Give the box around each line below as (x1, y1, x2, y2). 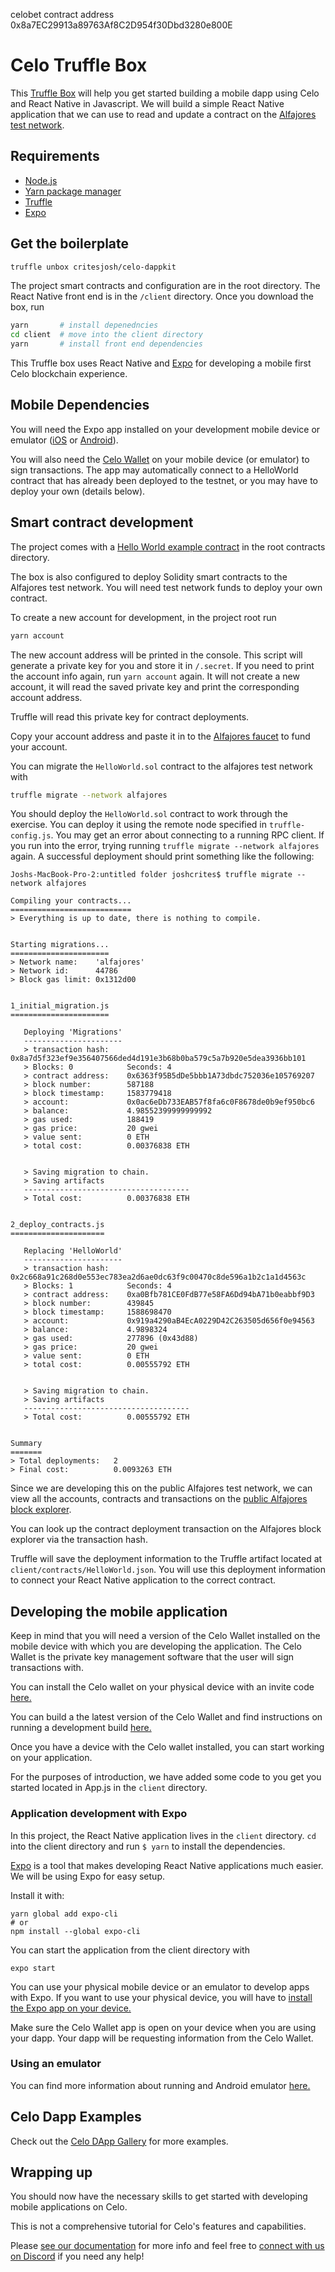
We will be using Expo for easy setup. (10, 1870, 165, 1882)
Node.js (24, 174, 58, 186)
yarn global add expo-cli (10, 1909, 118, 1919)
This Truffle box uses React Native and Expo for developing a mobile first (10, 357, 312, 369)
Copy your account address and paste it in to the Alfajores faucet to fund (10, 730, 311, 742)
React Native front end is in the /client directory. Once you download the (10, 290, 314, 303)
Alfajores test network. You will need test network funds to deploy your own (10, 581, 323, 593)
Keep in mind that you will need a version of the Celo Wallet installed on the (10, 1630, 321, 1642)
